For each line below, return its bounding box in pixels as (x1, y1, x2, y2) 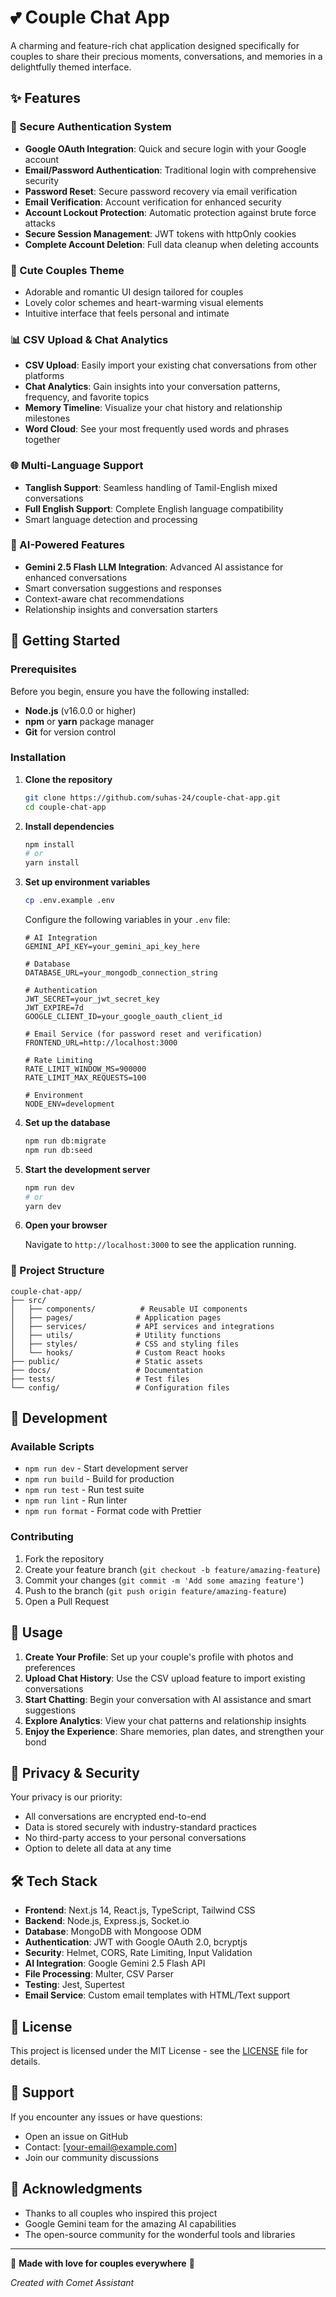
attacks (24, 217, 56, 229)
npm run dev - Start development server (24, 1462, 189, 1475)
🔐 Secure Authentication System (10, 120, 172, 134)
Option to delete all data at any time (24, 1842, 172, 1855)
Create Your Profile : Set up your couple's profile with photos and (24, 1651, 294, 1663)
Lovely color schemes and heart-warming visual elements (24, 296, 264, 308)
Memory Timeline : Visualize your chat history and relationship (24, 402, 283, 414)
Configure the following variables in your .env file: (24, 914, 231, 926)
